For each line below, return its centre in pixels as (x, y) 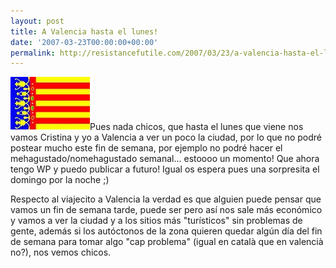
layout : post (37, 21)
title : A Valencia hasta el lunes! (84, 31)
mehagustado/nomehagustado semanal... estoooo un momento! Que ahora (165, 159)
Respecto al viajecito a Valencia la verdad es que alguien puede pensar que (166, 199)
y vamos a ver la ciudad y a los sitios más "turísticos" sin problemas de (156, 221)
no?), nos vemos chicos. (61, 252)
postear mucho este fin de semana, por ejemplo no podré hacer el (146, 148)
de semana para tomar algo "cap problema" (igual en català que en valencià (167, 242)
